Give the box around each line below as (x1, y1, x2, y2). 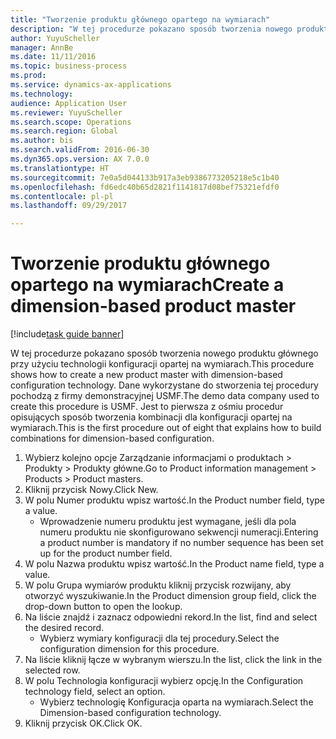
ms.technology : (10, 89, 74, 99)
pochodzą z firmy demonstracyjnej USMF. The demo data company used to (10, 390, 320, 402)
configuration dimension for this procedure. (39, 643, 220, 655)
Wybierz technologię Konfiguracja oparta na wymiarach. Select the (39, 696, 314, 708)
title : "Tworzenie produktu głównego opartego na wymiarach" (10, 14, 271, 25)
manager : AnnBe (10, 42, 74, 53)
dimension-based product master (10, 295, 297, 318)
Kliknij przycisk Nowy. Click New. (24, 484, 159, 496)
